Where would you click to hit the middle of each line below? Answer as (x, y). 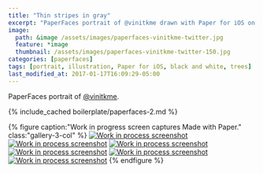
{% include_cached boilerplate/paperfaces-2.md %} (93, 112)
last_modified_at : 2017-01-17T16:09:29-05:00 (84, 74)
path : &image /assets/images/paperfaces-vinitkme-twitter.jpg (119, 37)
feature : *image (42, 45)
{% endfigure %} (136, 160)
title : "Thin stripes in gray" (59, 15)
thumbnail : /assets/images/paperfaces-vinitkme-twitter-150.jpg (123, 52)
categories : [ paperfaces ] (50, 60)
